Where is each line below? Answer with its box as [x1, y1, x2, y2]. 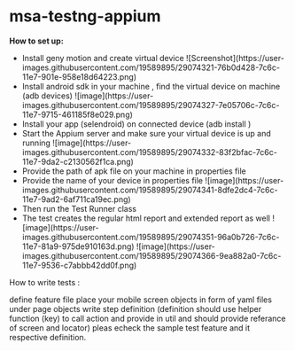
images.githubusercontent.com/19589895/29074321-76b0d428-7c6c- [21, 62, 281, 73]
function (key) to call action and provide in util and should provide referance [9, 313, 286, 324]
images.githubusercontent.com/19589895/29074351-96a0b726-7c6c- [21, 231, 280, 242]
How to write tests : [9, 277, 81, 287]
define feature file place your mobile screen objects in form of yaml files [9, 294, 273, 305]
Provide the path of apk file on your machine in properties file [21, 166, 246, 176]
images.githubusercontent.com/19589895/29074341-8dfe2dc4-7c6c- [21, 184, 278, 195]
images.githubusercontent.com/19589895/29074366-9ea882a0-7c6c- [21, 250, 282, 261]
